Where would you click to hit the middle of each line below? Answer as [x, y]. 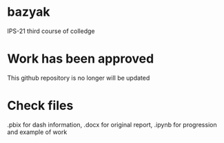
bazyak [29, 12]
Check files [40, 106]
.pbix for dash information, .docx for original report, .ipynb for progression [112, 124]
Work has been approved [81, 59]
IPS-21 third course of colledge [51, 31]
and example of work [37, 132]
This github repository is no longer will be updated [79, 78]
